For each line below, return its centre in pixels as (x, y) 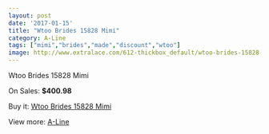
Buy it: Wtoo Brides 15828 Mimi (60, 106)
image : (19, 53)
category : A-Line (37, 38)
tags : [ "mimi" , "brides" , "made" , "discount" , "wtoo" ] (94, 45)
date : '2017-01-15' (41, 23)
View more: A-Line (39, 122)
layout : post (30, 16)
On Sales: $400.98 (40, 91)
